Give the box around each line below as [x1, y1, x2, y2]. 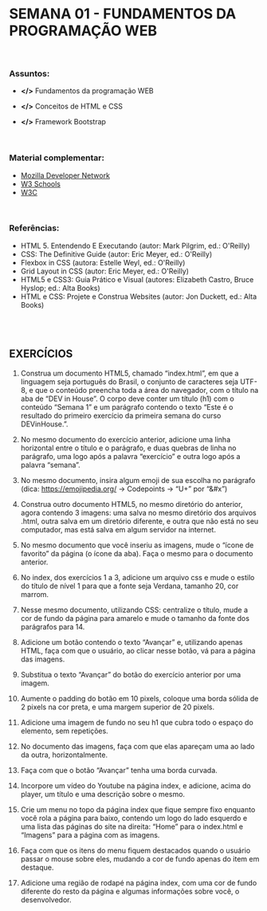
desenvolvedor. [20, 894, 72, 905]
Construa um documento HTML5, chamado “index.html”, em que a [20, 368, 239, 378]
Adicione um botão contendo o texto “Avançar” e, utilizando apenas [20, 637, 243, 646]
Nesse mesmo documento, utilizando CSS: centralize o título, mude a [20, 605, 249, 615]
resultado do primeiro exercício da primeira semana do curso [20, 410, 222, 420]
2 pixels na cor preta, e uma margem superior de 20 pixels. [20, 702, 214, 712]
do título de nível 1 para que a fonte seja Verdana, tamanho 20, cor [20, 581, 239, 591]
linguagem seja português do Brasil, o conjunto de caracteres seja [20, 376, 238, 387]
